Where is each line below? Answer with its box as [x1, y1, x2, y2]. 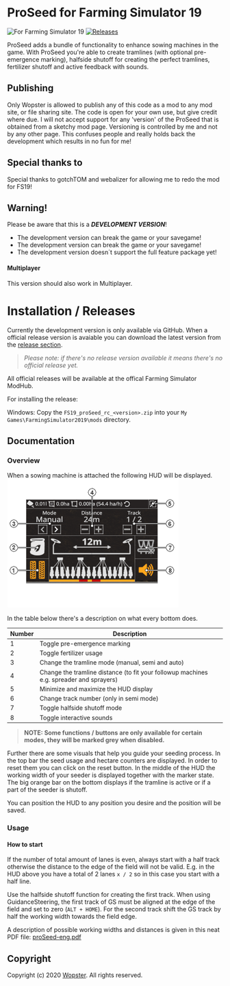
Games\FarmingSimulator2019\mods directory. [7, 415, 131, 423]
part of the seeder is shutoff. [7, 786, 88, 794]
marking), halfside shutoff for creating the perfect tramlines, [40, 55, 210, 63]
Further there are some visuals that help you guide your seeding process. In [7, 749, 221, 758]
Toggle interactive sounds [40, 713, 113, 722]
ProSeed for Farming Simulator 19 [7, 5, 202, 21]
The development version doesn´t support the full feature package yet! [16, 248, 217, 256]
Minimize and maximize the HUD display [40, 685, 153, 693]
